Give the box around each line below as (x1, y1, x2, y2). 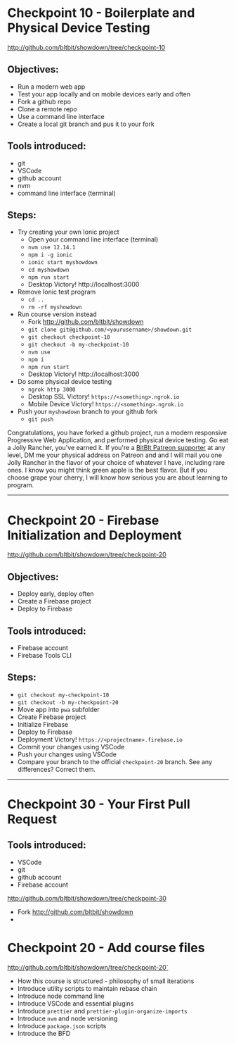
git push (27, 416, 54, 423)
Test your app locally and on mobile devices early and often (17, 89, 191, 98)
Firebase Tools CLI (17, 651, 72, 659)
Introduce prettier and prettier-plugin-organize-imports (17, 1006, 188, 1015)
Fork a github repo (17, 97, 72, 106)
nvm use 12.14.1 (27, 244, 76, 251)
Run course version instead (17, 310, 97, 318)
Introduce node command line (17, 992, 105, 1000)
